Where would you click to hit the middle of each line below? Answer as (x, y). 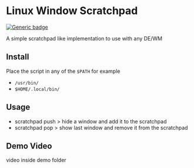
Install (18, 57)
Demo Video (29, 146)
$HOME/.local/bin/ (37, 89)
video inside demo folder (36, 160)
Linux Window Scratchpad (72, 11)
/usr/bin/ (27, 83)
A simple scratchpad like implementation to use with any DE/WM (84, 38)
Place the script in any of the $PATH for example (63, 71)
